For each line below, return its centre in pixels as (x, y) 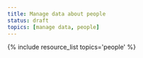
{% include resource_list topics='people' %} (72, 47)
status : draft (28, 21)
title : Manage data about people (57, 14)
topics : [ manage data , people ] (53, 27)
